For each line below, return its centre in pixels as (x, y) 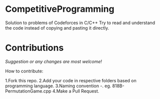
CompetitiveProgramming (60, 9)
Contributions (34, 48)
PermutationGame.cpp (28, 91)
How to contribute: (24, 71)
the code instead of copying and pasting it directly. (57, 28)
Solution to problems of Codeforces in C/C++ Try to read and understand (80, 23)
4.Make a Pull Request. (76, 91)
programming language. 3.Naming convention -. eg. (58, 86)
